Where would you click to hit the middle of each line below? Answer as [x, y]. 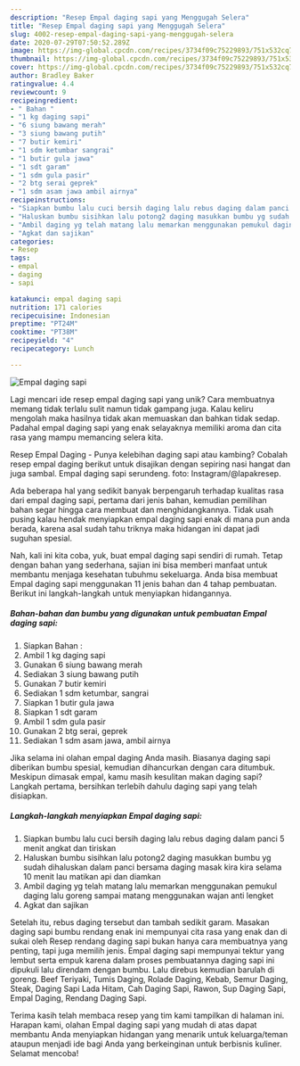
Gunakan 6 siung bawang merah [83, 665]
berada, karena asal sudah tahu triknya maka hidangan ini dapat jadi [135, 528]
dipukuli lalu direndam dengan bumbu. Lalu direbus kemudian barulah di [142, 970]
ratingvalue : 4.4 [42, 84]
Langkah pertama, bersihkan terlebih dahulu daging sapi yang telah [134, 786]
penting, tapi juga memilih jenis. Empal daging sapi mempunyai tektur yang [147, 950]
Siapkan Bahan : [53, 645]
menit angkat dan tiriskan [69, 847]
